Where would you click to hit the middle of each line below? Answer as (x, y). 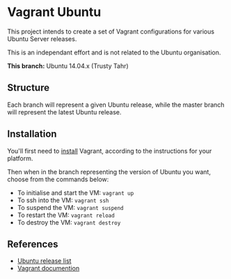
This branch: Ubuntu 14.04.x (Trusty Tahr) (68, 66)
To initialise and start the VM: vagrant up (75, 193)
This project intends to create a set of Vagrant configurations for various (111, 31)
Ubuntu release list (44, 261)
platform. (20, 158)
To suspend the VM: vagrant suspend (70, 207)
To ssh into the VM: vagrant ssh (63, 200)
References (33, 244)
